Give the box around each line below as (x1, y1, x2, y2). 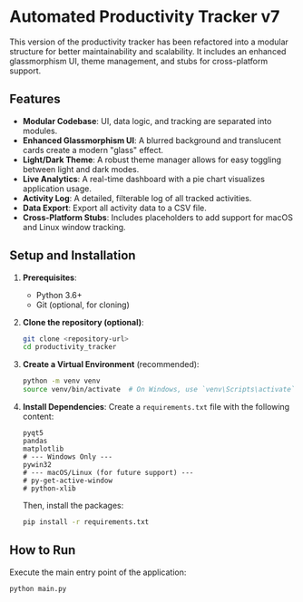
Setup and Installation (9, 248, 136, 264)
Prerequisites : (22, 272, 77, 283)
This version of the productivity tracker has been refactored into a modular (9, 36, 288, 47)
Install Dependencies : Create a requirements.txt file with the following (22, 402, 290, 413)
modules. (22, 125, 58, 136)
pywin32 (22, 461, 52, 470)
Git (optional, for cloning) (35, 299, 130, 310)
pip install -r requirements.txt (22, 518, 150, 527)
